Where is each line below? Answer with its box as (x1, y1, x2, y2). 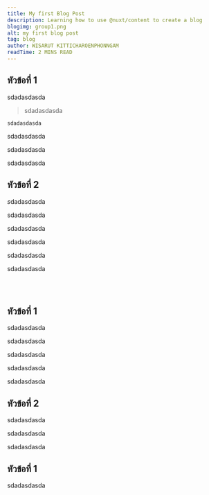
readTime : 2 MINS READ (7, 49, 73, 56)
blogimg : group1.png (7, 23, 67, 30)
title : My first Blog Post (7, 10, 85, 17)
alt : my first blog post (7, 29, 79, 37)
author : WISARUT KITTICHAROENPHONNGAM (7, 42, 119, 49)
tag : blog (7, 36, 36, 43)
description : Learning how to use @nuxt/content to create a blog (7, 17, 203, 24)
